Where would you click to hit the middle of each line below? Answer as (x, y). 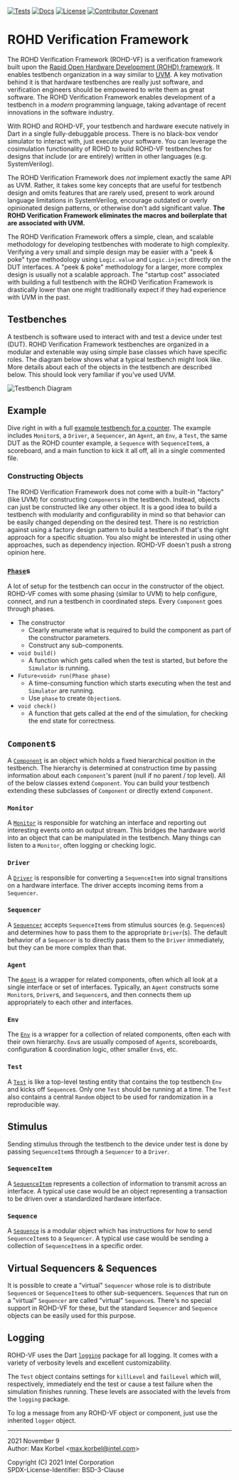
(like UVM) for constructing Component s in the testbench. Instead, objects (114, 499)
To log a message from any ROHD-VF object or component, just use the (113, 1412)
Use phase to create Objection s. (75, 698)
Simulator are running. (61, 691)
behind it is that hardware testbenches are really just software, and (105, 82)
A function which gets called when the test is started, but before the (128, 661)
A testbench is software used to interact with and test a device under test (115, 336)
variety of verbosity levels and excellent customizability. (90, 1363)
